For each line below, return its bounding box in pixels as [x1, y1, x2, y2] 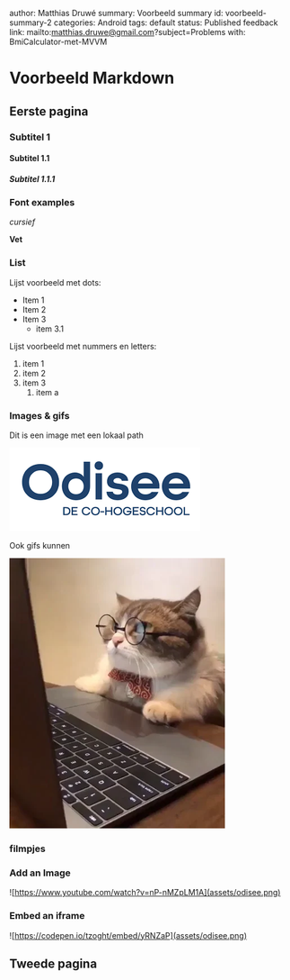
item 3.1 [35, 323, 65, 334]
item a [35, 386, 59, 397]
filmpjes [9, 842, 47, 855]
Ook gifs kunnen [9, 540, 70, 551]
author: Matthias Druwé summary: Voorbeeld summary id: [9, 8, 224, 18]
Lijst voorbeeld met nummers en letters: [9, 340, 157, 351]
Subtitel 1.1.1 [9, 173, 56, 184]
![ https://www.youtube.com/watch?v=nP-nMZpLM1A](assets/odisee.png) [9, 887, 281, 898]
